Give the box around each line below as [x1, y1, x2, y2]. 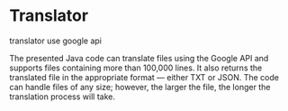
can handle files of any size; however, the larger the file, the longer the [9, 81, 271, 92]
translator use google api [9, 35, 102, 46]
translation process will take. [9, 91, 115, 102]
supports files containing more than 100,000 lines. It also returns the [9, 62, 263, 73]
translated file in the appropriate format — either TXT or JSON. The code [9, 71, 279, 82]
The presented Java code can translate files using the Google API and [9, 52, 269, 63]
